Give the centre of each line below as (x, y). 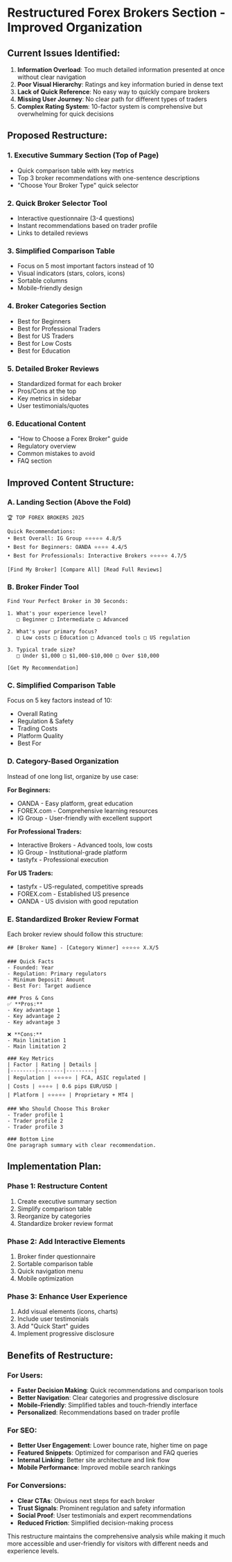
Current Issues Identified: (64, 53)
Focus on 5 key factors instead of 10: (60, 701)
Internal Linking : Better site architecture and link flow (93, 1460)
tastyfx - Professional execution (63, 859)
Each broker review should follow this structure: (75, 934)
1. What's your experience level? (57, 614)
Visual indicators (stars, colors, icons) (71, 273)
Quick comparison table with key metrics (75, 170)
